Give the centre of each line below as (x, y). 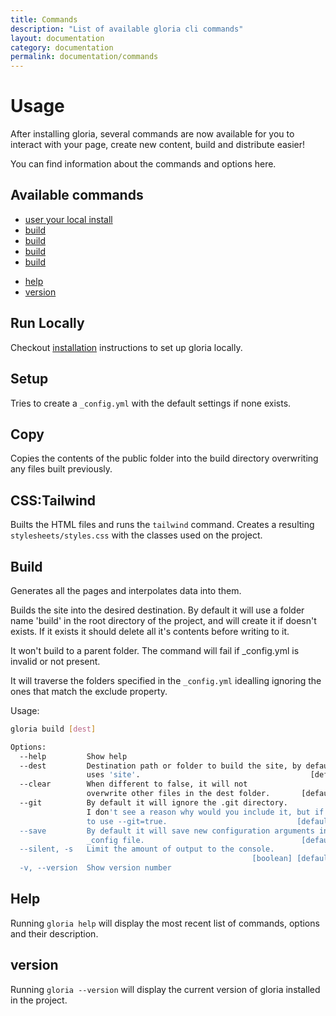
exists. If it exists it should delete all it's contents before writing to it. (150, 631)
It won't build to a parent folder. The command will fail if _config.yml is (155, 650)
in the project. (39, 1000)
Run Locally (47, 323)
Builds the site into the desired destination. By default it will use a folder (157, 610)
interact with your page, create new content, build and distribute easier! (158, 145)
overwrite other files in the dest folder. (178, 794)
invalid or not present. (55, 661)
